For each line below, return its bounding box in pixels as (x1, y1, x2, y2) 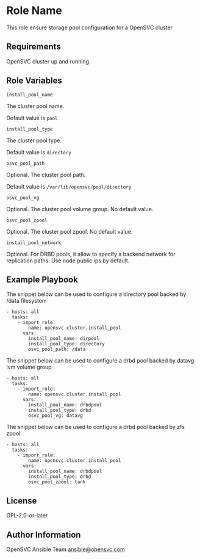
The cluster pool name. (6, 102, 65, 110)
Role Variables (6, 76, 62, 86)
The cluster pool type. (6, 137, 62, 144)
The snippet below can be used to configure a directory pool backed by (6, 290, 187, 298)
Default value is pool (6, 114, 58, 121)
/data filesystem (6, 297, 47, 305)
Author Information (6, 529, 81, 540)
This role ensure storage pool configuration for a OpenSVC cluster (6, 24, 173, 31)
